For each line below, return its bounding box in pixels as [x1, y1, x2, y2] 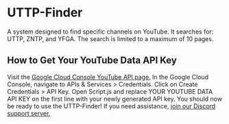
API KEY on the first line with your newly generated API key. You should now [7, 95, 223, 103]
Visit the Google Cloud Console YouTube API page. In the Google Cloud [7, 73, 209, 81]
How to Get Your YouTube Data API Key [7, 55, 177, 66]
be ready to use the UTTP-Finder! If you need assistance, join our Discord [7, 101, 216, 110]
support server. [7, 109, 51, 117]
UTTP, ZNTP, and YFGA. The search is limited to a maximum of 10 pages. [7, 34, 214, 42]
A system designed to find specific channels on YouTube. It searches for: [7, 27, 214, 36]
